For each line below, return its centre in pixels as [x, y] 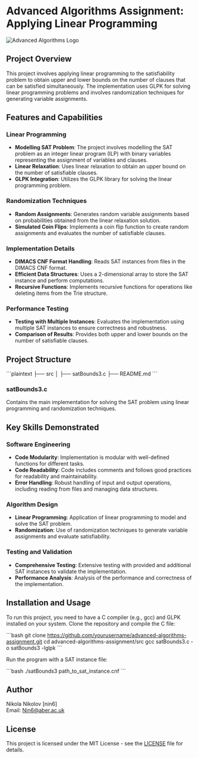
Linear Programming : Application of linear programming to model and [100, 517]
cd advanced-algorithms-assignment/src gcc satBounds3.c [117, 641]
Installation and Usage [48, 603]
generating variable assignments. [47, 98]
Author [19, 690]
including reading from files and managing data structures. [86, 489]
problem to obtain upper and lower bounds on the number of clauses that [96, 79]
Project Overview [39, 59]
